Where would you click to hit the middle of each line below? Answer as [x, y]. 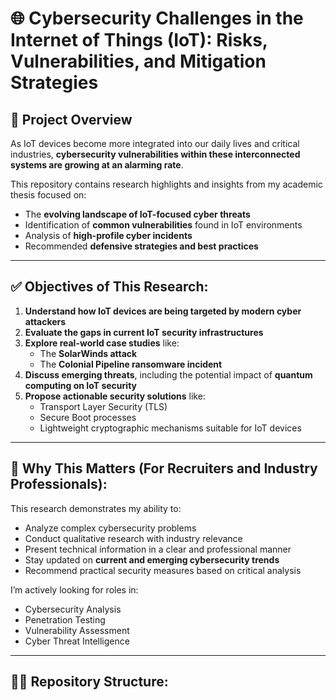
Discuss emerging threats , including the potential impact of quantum [168, 374]
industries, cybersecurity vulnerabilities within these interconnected [155, 154]
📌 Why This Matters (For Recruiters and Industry [164, 468]
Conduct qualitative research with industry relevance [133, 538]
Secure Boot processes [88, 417]
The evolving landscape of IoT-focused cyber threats [137, 214]
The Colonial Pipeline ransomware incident [131, 364]
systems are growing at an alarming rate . [97, 165]
